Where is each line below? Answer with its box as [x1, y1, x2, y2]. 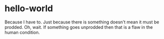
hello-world [4, 3, 54, 14]
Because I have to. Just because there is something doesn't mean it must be [4, 19, 160, 25]
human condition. [4, 29, 40, 35]
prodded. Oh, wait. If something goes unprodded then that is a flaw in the [4, 24, 153, 30]
